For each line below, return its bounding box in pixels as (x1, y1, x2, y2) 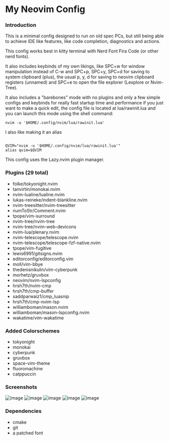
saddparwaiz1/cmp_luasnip (12, 293, 70, 299)
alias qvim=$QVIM (5, 148, 42, 153)
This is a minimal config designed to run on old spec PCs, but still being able (5, 33, 164, 39)
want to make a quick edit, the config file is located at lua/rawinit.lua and (5, 105, 156, 112)
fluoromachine (12, 366, 43, 372)
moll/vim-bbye (12, 261, 43, 267)
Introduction (5, 22, 36, 29)
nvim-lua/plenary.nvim (12, 229, 60, 235)
